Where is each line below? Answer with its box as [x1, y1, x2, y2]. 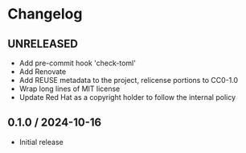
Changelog [7, 5, 83, 23]
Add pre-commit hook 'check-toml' [18, 58, 136, 68]
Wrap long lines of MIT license [18, 84, 121, 93]
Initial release [18, 137, 64, 147]
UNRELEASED [7, 37, 78, 51]
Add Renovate [18, 67, 67, 76]
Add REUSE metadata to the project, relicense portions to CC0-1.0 [18, 76, 239, 85]
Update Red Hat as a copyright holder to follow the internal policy [18, 93, 236, 101]
